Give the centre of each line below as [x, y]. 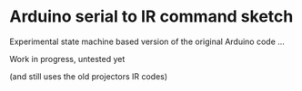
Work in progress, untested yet [67, 59]
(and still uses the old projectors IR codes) [89, 76]
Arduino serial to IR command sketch [151, 17]
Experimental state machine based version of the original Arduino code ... [147, 41]
